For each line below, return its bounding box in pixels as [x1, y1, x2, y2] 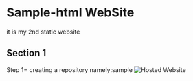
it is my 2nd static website [6, 27, 80, 36]
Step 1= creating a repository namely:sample [6, 65, 133, 73]
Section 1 [6, 47, 46, 59]
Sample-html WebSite [6, 5, 135, 21]
